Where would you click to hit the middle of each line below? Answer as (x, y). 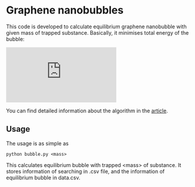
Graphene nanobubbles (65, 10)
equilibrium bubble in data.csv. (43, 178)
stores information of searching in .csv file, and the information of (85, 171)
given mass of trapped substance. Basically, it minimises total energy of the (97, 32)
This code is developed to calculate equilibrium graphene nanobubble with (96, 26)
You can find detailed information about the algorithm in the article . (87, 111)
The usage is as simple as (37, 143)
